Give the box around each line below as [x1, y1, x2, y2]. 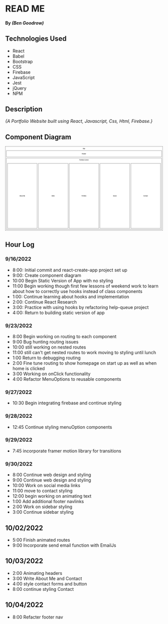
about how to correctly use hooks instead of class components [12, 288, 142, 294]
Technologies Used [5, 35, 66, 43]
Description [5, 105, 42, 113]
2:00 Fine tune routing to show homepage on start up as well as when [12, 360, 156, 366]
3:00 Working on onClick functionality [12, 371, 91, 377]
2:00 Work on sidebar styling [12, 504, 72, 510]
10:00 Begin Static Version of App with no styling [12, 277, 113, 283]
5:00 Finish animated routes [12, 537, 70, 543]
